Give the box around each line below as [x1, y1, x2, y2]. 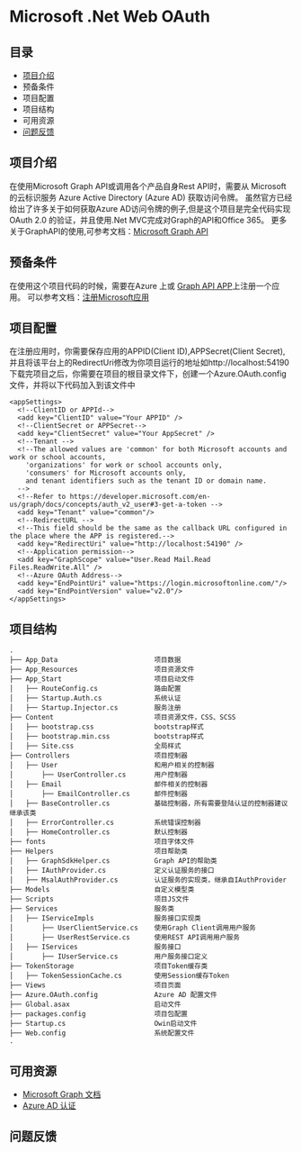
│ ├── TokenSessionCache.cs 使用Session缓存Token [9, 971, 230, 981]
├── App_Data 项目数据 [9, 656, 181, 665]
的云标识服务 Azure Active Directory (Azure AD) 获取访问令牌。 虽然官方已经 [9, 192, 293, 203]
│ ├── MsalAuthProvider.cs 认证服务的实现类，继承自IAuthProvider [9, 875, 288, 884]
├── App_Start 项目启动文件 [9, 675, 195, 684]
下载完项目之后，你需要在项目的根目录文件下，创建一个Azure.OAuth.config [9, 368, 288, 379]
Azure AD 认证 [22, 1101, 76, 1111]
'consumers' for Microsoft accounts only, [25, 468, 187, 478]
